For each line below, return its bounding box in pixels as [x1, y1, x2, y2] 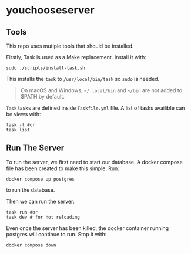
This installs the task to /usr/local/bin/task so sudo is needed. [6, 76, 160, 82]
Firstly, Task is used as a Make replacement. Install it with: [6, 54, 147, 60]
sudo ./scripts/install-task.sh [6, 65, 85, 71]
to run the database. [6, 186, 55, 194]
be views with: [6, 111, 41, 117]
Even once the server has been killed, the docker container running [6, 224, 169, 232]
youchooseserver [6, 4, 95, 17]
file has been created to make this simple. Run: [6, 165, 119, 172]
